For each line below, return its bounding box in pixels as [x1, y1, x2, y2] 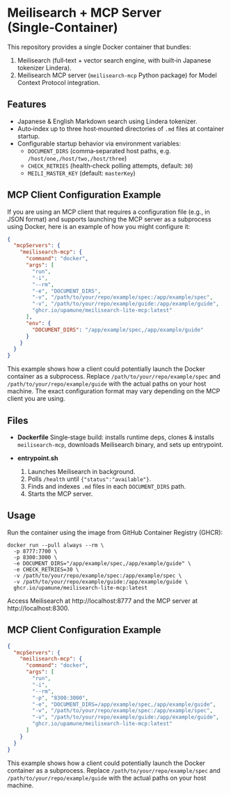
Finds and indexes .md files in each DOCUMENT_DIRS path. [27, 482, 186, 490]
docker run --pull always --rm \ [7, 542, 104, 549]
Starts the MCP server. [27, 489, 93, 498]
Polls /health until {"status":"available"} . [27, 475, 152, 483]
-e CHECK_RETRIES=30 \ [13, 566, 79, 573]
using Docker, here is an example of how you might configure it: [7, 222, 191, 230]
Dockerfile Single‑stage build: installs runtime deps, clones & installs [17, 433, 214, 441]
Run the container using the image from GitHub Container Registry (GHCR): [7, 528, 223, 537]
